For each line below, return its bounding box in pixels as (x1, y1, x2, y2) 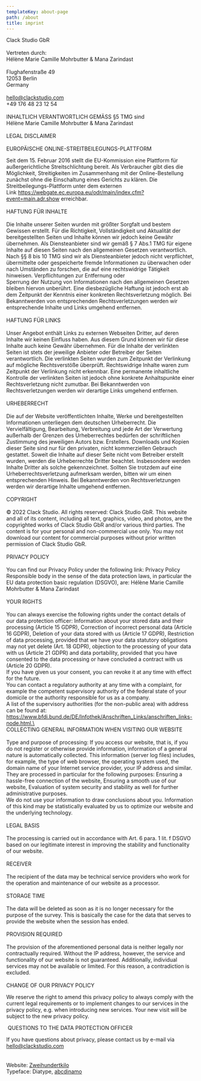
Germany (6, 81, 29, 88)
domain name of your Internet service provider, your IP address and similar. (6, 764, 193, 772)
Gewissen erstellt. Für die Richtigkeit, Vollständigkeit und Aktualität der (6, 227, 181, 235)
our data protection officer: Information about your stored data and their (6, 618, 184, 625)
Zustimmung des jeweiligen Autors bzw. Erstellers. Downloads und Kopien (6, 438, 190, 445)
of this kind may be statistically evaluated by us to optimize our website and (6, 803, 193, 810)
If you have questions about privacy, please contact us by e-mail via (6, 1036, 175, 1043)
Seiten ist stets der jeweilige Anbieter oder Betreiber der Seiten (6, 348, 162, 356)
